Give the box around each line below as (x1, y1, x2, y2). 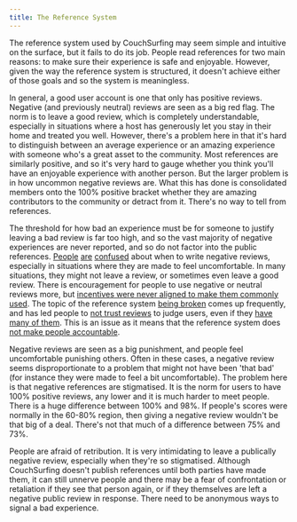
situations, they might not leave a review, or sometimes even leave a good (9, 270, 279, 281)
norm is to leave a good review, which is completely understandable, (9, 111, 260, 122)
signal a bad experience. (9, 502, 99, 513)
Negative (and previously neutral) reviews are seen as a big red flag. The (9, 101, 275, 112)
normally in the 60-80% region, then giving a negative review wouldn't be (9, 409, 279, 420)
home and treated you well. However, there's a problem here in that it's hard (9, 130, 286, 140)
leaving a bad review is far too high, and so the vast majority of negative (9, 232, 273, 242)
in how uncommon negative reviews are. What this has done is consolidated (9, 177, 287, 187)
